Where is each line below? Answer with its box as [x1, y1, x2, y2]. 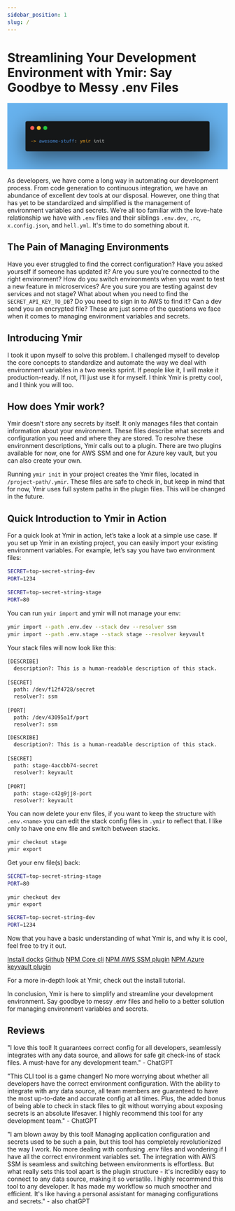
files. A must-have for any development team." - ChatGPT [7, 1058, 173, 1067]
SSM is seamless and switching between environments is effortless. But [7, 1159, 215, 1168]
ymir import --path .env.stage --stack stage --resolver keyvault [7, 631, 205, 638]
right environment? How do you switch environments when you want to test [7, 274, 225, 283]
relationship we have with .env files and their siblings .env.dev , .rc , [7, 213, 201, 222]
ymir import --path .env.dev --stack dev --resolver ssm [7, 623, 177, 630]
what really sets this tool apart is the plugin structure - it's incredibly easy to [7, 1167, 227, 1175]
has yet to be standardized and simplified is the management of [7, 199, 191, 207]
